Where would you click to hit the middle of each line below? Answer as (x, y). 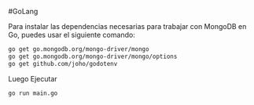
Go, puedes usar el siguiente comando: (72, 35)
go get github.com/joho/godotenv (63, 63)
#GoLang (23, 11)
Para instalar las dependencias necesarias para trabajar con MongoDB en (127, 26)
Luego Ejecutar (33, 78)
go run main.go (33, 93)
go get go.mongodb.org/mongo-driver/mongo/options (93, 56)
